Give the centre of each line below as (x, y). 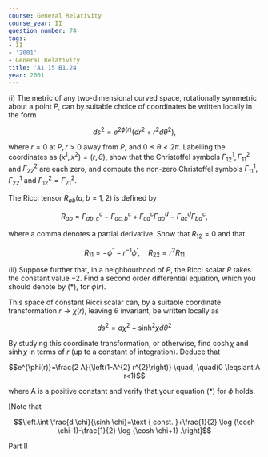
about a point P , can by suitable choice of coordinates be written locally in (130, 106)
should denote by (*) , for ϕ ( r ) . (57, 287)
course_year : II (35, 23)
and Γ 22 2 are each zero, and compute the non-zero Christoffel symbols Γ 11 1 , (133, 169)
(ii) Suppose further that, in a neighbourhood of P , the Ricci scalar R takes (130, 270)
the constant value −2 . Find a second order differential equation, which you (132, 278)
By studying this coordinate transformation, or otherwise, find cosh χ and (128, 343)
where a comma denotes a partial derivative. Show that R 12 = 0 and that (127, 234)
